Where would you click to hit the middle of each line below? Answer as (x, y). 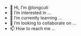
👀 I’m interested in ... (30, 13)
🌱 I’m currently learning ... (36, 18)
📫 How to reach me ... (32, 28)
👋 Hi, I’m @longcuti (29, 8)
